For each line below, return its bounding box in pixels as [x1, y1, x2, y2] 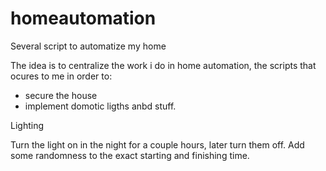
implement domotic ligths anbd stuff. [24, 100, 177, 112]
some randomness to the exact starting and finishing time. [10, 149, 250, 161]
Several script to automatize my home [10, 40, 167, 52]
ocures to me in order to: [10, 70, 113, 82]
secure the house [24, 89, 98, 101]
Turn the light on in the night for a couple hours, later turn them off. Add [10, 138, 305, 151]
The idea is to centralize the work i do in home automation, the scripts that [10, 59, 317, 71]
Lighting [10, 119, 44, 131]
